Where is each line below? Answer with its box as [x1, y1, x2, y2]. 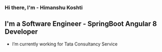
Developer [5, 27, 38, 36]
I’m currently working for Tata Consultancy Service [12, 41, 118, 47]
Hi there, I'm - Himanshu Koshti [5, 4, 83, 11]
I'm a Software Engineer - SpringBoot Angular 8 [5, 20, 157, 28]
